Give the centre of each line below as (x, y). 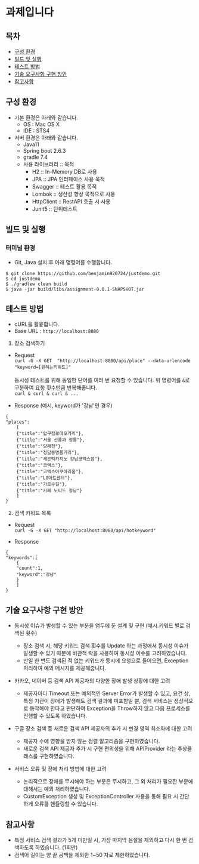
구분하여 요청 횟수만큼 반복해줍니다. (56, 388)
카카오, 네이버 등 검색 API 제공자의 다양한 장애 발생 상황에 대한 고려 (92, 681)
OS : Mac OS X (41, 124)
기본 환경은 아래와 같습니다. (46, 118)
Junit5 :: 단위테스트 (55, 209)
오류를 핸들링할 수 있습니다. (66, 804)
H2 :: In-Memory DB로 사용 (65, 171)
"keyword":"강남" (37, 575)
